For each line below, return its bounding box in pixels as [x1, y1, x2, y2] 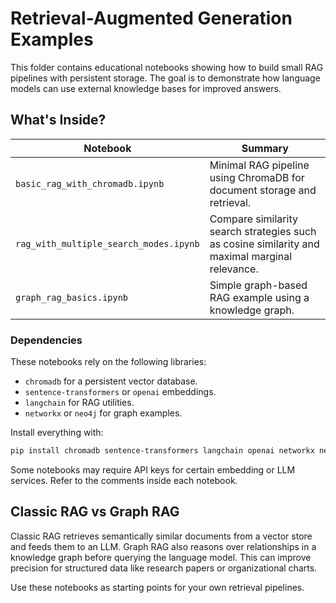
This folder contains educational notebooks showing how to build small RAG [10, 61, 324, 73]
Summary [241, 141, 289, 155]
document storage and [209, 183, 317, 197]
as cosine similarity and [209, 237, 320, 251]
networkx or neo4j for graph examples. [24, 407, 183, 419]
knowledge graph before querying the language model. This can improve [10, 551, 312, 563]
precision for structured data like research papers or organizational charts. [10, 562, 318, 574]
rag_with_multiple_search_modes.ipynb [15, 238, 200, 249]
